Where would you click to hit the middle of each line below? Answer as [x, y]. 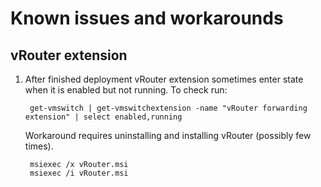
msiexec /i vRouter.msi [79, 173]
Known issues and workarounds [147, 18]
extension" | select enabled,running [103, 117]
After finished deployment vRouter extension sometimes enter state [164, 79]
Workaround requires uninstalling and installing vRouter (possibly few [168, 135]
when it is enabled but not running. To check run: [126, 90]
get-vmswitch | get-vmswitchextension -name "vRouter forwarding [168, 108]
